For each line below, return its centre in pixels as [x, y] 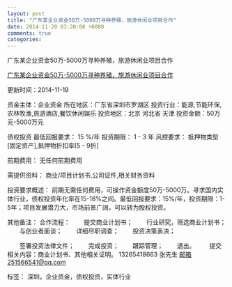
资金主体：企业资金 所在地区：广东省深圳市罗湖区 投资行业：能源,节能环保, [114, 104]
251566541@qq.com [37, 263]
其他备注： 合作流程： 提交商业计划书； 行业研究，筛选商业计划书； [117, 222]
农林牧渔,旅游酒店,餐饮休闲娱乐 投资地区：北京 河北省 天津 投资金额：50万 [114, 114]
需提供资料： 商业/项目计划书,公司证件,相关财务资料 [81, 176]
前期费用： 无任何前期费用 [45, 160]
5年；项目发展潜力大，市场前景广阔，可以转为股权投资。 [88, 208]
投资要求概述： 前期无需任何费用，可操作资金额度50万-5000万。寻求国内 [113, 190]
